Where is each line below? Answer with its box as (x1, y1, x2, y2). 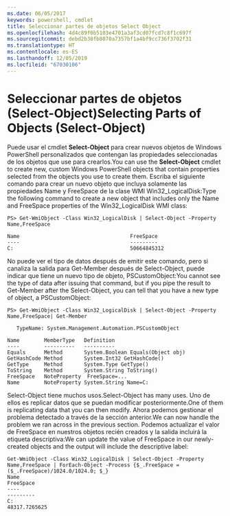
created (7, 442, 30, 451)
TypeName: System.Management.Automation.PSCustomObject (16, 325, 180, 332)
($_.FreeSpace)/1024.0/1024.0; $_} (7, 467, 109, 475)
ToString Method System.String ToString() (7, 367, 158, 374)
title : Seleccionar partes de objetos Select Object (7, 23, 161, 30)
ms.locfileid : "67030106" (7, 61, 81, 68)
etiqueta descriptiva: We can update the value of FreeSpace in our (7, 435, 194, 443)
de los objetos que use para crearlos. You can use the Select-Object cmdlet (7, 158, 221, 166)
